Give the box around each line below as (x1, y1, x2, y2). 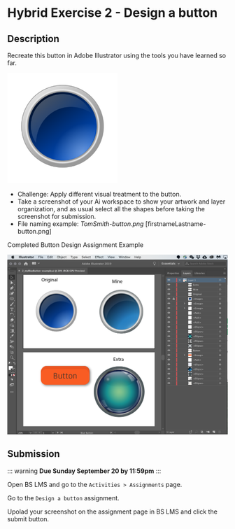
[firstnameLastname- (145, 220, 206, 228)
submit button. (7, 514, 49, 523)
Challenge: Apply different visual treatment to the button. (17, 190, 182, 198)
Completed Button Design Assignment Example (7, 241, 144, 249)
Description (7, 33, 59, 45)
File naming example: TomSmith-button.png (17, 220, 144, 228)
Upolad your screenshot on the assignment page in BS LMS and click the (7, 507, 218, 516)
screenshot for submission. (17, 212, 97, 220)
